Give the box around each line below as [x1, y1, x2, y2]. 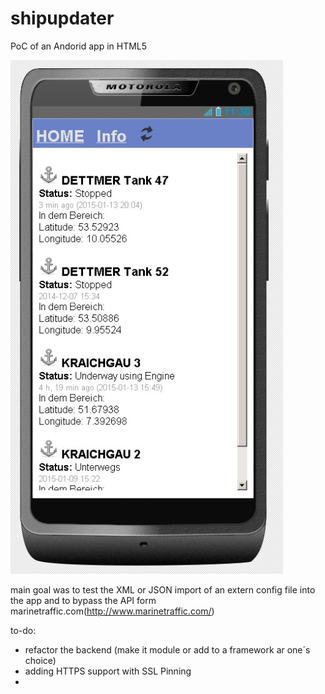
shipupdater [10, 7, 115, 30]
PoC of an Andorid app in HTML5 [10, 40, 148, 52]
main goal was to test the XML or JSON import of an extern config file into [10, 583, 316, 596]
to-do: [10, 624, 37, 636]
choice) [24, 654, 57, 666]
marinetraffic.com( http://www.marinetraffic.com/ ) [10, 605, 215, 617]
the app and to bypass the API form [10, 594, 157, 606]
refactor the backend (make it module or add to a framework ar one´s [24, 643, 311, 656]
